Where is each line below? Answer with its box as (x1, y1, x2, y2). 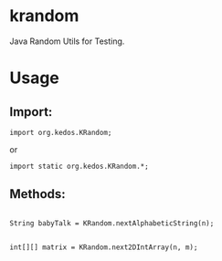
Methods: (9, 186, 66, 202)
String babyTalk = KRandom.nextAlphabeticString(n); (9, 218, 215, 228)
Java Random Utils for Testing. (9, 36, 125, 47)
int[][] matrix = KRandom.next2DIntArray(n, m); (9, 243, 198, 252)
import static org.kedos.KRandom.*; (9, 162, 149, 171)
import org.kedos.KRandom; (9, 128, 112, 137)
